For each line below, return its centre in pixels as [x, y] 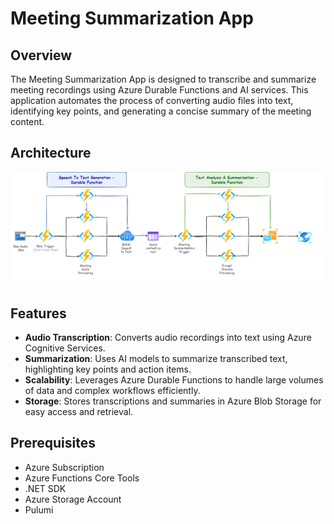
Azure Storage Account [73, 499]
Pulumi [39, 509]
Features [38, 313]
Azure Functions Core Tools [82, 478]
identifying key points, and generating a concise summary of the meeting [161, 111]
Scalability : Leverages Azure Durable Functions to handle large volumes [174, 379]
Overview [41, 55]
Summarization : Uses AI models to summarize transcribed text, [156, 358]
